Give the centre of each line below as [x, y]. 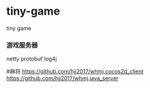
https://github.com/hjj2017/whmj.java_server [62, 78]
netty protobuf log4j [32, 59]
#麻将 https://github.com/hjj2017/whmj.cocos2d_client [75, 71]
